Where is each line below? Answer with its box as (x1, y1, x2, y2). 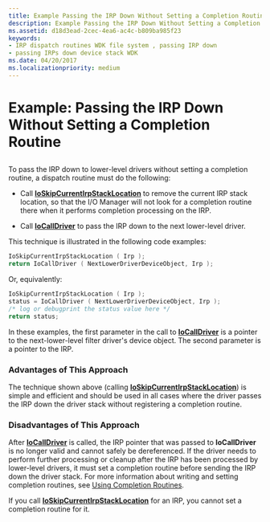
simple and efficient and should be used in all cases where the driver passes (8, 390, 262, 400)
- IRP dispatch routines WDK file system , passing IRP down (8, 42, 218, 50)
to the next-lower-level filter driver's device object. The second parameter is (8, 335, 261, 345)
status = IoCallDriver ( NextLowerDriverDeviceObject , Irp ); (8, 297, 221, 305)
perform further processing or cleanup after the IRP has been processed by (8, 455, 259, 464)
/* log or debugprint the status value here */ (8, 304, 171, 313)
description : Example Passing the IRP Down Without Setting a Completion (8, 19, 261, 27)
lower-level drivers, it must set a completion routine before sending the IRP (8, 463, 256, 473)
